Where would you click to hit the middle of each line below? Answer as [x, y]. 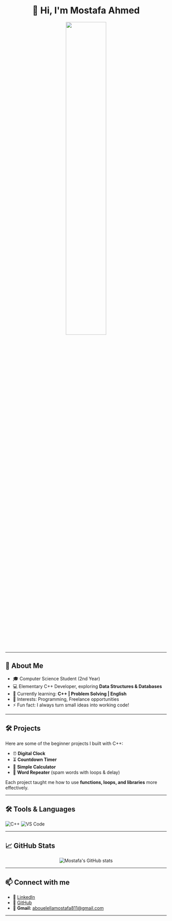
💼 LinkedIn [24, 897]
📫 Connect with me [38, 882]
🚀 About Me [24, 666]
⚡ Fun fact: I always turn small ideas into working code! [71, 705]
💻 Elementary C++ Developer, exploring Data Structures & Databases [87, 686]
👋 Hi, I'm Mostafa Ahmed [86, 11]
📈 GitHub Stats [30, 846]
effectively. [17, 788]
